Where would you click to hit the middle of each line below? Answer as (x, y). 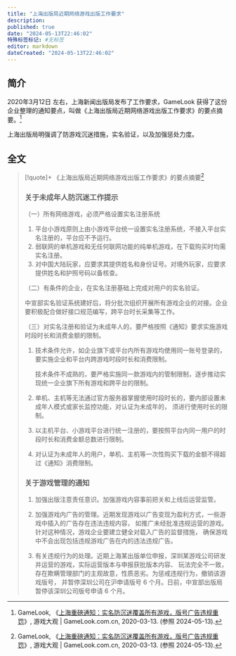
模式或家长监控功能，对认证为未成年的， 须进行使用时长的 (138, 407)
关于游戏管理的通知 (57, 483)
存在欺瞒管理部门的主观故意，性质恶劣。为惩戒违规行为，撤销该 (127, 574)
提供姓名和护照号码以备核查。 (78, 273)
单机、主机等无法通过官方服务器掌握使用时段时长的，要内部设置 (127, 398)
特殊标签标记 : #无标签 (36, 40)
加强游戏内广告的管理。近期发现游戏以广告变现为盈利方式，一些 (127, 515)
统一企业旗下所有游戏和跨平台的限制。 (97, 383)
